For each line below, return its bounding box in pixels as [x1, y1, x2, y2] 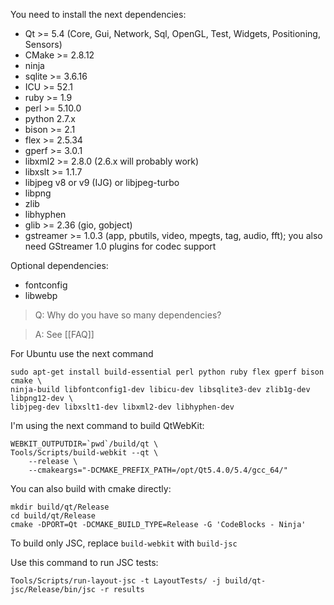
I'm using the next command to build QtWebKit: [10, 420, 205, 431]
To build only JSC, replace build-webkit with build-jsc [10, 537, 238, 549]
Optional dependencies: [10, 260, 109, 271]
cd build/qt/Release [10, 511, 97, 521]
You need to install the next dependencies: [10, 9, 187, 20]
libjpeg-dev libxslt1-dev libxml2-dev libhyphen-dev [10, 402, 235, 412]
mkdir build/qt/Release [10, 502, 110, 512]
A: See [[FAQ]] [34, 329, 95, 340]
